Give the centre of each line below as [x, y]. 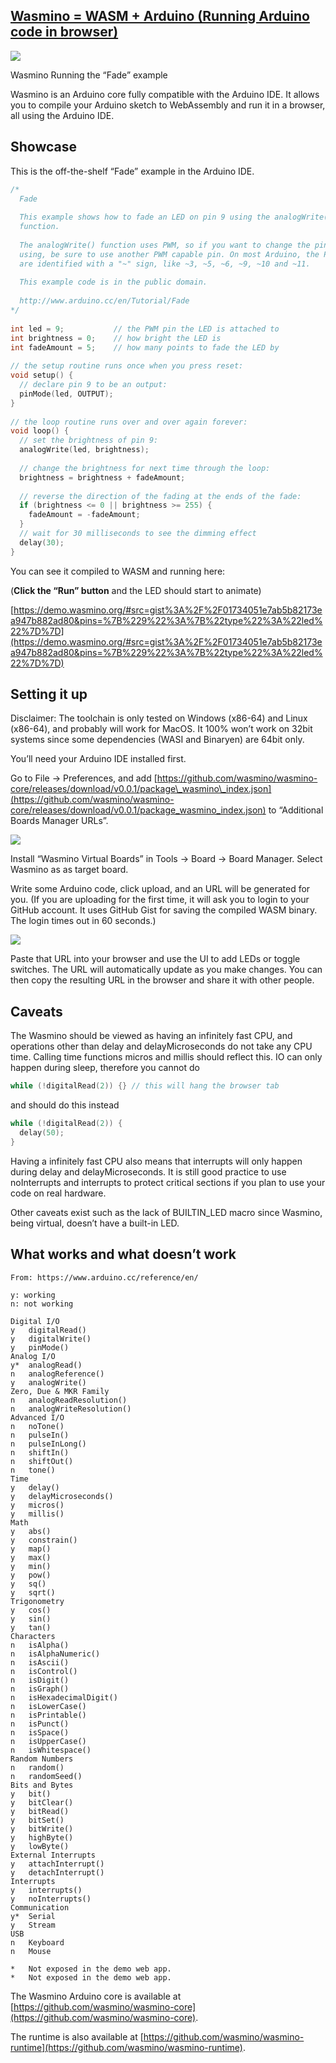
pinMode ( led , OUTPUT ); [66, 394]
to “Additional [296, 810]
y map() [31, 1549]
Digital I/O [35, 1321]
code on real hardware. [58, 1193]
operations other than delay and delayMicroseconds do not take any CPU [161, 1046]
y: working [33, 1295]
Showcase [44, 147]
